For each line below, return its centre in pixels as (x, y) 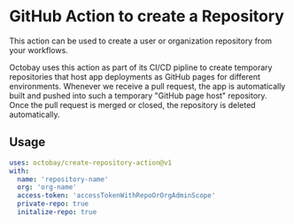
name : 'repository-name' (63, 179)
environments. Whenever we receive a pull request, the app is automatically (147, 86)
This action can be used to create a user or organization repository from (141, 41)
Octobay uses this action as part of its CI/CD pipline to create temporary (141, 67)
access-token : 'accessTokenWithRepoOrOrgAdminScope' (116, 196)
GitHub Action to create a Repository (147, 16)
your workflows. (39, 50)
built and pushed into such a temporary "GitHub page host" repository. (138, 96)
